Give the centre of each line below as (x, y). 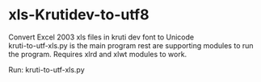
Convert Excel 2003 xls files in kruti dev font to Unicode (101, 37)
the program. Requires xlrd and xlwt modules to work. (98, 54)
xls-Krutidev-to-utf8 (79, 15)
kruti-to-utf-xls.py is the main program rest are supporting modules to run (131, 45)
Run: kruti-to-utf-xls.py (46, 69)
